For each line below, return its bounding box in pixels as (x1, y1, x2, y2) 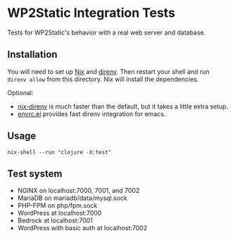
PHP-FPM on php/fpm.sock (17, 201, 98, 210)
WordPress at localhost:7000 (17, 209, 102, 218)
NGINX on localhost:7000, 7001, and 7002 (17, 187, 140, 195)
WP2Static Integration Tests (7, 5, 176, 21)
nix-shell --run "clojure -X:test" (7, 149, 112, 156)
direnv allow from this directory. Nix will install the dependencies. (7, 75, 199, 83)
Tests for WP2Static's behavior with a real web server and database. (7, 28, 206, 37)
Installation (7, 49, 58, 61)
